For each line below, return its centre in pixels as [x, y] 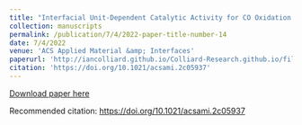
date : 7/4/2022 [38, 43]
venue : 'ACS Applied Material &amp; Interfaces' [102, 51]
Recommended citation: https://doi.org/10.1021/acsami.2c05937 [127, 111]
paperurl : [28, 59]
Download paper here [49, 93]
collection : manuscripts [56, 26]
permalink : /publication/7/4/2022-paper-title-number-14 [118, 34]
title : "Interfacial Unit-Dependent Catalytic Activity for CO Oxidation [151, 18]
